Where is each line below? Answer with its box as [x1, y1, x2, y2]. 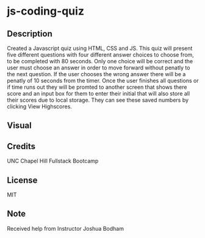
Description [7, 29, 52, 39]
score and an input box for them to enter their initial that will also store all [7, 90, 190, 97]
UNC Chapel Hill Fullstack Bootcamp [7, 157, 99, 165]
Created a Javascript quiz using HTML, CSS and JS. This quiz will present [7, 44, 193, 52]
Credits [7, 141, 36, 152]
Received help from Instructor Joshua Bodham [7, 225, 124, 232]
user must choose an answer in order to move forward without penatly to [7, 64, 190, 71]
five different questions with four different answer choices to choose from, [7, 51, 194, 58]
